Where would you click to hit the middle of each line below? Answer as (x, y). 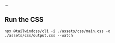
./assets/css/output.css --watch (39, 35)
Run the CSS (24, 20)
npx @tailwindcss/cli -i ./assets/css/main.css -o (57, 31)
